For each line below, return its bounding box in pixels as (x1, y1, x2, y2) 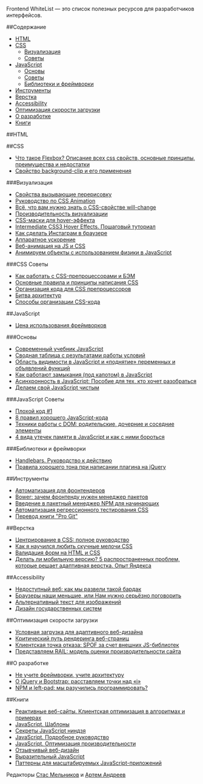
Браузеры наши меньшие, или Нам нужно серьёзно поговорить (15, 592, 182, 599)
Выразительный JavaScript (15, 753, 85, 760)
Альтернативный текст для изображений (15, 598, 121, 605)
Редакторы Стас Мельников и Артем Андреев (6, 771, 126, 778)
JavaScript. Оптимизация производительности (15, 740, 136, 747)
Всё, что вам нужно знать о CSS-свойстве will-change (15, 203, 156, 211)
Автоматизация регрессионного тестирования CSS (15, 506, 148, 513)
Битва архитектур (15, 291, 62, 299)
